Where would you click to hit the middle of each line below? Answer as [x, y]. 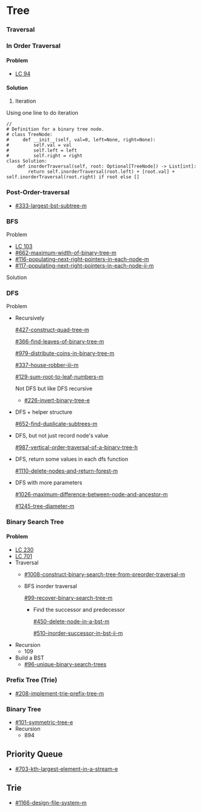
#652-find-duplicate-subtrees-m [56, 424]
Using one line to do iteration [42, 113]
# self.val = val [39, 145]
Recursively [30, 318]
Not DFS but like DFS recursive [54, 388]
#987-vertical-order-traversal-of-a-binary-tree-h [76, 447]
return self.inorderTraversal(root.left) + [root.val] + [101, 172]
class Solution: [27, 161]
